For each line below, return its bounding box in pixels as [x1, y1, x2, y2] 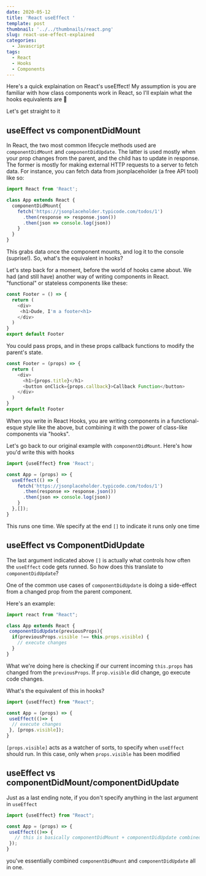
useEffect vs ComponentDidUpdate [6, 540, 145, 551]
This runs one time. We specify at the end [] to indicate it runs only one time [6, 522, 200, 530]
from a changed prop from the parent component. [6, 587, 133, 595]
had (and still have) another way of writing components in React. [6, 273, 170, 281]
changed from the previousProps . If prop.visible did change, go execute [6, 668, 191, 676]
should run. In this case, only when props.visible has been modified [6, 750, 180, 757]
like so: [6, 174, 25, 181]
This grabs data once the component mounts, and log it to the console [6, 248, 184, 255]
